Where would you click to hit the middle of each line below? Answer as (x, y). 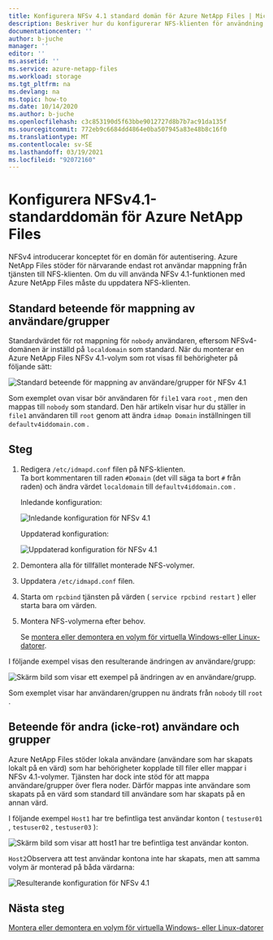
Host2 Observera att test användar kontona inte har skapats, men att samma (134, 858)
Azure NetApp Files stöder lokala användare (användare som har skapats (131, 759)
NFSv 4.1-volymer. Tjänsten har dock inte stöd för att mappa (109, 777)
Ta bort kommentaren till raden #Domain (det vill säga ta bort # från (130, 477)
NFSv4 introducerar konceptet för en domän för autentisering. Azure (123, 257)
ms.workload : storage (45, 76)
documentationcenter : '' (50, 31)
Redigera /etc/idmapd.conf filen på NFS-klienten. (102, 469)
